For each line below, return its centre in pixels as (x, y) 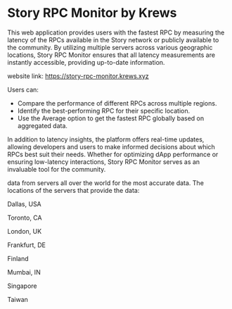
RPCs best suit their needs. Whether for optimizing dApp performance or (113, 154)
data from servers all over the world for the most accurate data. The (105, 183)
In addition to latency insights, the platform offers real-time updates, (106, 139)
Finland (18, 258)
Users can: (23, 89)
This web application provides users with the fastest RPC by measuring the (116, 32)
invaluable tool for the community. (57, 169)
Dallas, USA (25, 204)
